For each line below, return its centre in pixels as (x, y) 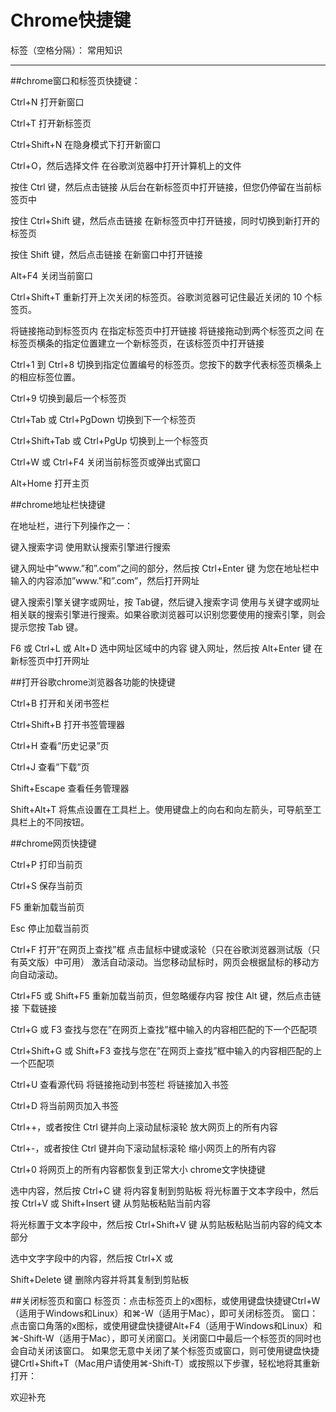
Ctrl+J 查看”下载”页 (50, 767)
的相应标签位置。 (45, 377)
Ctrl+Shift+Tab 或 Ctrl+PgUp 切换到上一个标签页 (109, 440)
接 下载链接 (33, 1008)
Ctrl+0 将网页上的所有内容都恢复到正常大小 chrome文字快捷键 (138, 1169)
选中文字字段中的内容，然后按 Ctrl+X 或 (91, 1258)
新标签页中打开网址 (50, 660)
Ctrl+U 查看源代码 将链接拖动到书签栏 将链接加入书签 (120, 1084)
